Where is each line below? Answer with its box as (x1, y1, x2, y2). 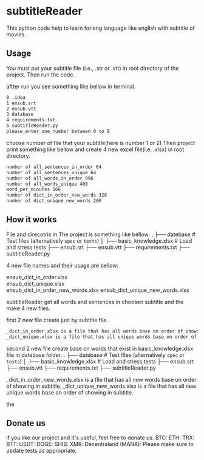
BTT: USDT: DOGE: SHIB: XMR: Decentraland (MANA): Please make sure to (6, 441, 194, 448)
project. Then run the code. (6, 71, 75, 78)
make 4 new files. (6, 305, 50, 312)
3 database (6, 111, 34, 118)
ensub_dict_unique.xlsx (6, 280, 65, 287)
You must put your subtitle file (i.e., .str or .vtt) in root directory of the (6, 64, 179, 72)
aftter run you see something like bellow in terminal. (6, 83, 136, 90)
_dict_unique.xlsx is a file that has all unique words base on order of (6, 334, 197, 340)
